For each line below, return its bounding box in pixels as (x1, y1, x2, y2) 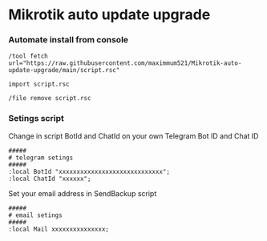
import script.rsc (8, 80, 70, 89)
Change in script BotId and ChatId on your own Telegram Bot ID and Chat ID (8, 131, 259, 141)
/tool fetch (8, 52, 48, 61)
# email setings (8, 211, 63, 219)
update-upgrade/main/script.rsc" (8, 66, 120, 74)
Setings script (8, 113, 64, 124)
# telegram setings (8, 154, 74, 162)
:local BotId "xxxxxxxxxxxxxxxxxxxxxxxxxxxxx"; (8, 167, 171, 175)
